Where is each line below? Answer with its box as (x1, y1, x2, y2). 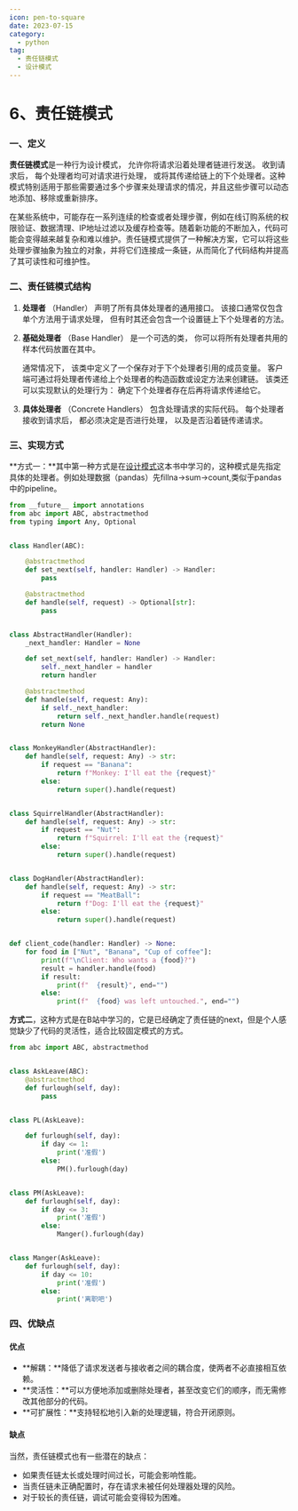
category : (9, 29, 46, 38)
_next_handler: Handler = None (25, 638, 141, 647)
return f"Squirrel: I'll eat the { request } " (56, 834, 224, 843)
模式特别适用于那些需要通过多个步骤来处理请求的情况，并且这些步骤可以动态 (9, 181, 289, 192)
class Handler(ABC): (9, 541, 86, 550)
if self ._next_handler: (41, 703, 129, 712)
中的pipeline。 (9, 483, 62, 493)
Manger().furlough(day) (56, 1230, 145, 1239)
